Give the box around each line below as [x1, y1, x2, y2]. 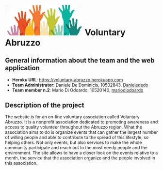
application [5, 64, 40, 72]
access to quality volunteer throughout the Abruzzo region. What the [5, 124, 142, 130]
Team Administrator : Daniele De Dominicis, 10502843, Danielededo [12, 82, 148, 88]
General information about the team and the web [5, 56, 155, 65]
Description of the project [5, 101, 84, 109]
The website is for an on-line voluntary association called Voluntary [5, 114, 140, 120]
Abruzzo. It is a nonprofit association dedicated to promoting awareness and [5, 119, 158, 125]
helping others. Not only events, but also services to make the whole [5, 139, 142, 145]
